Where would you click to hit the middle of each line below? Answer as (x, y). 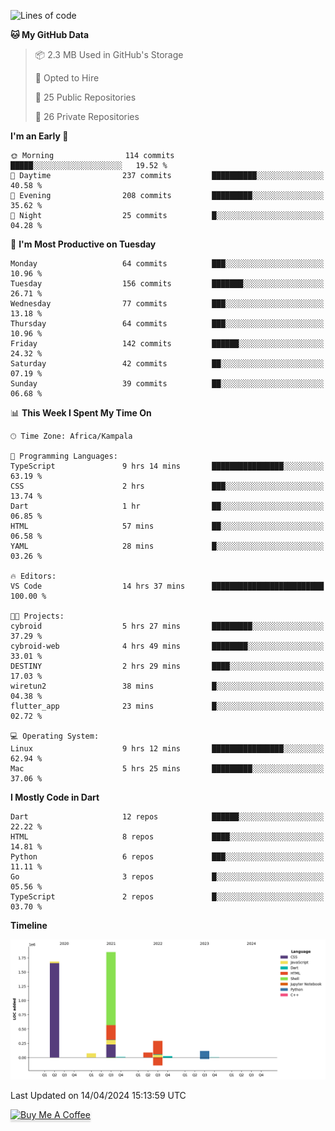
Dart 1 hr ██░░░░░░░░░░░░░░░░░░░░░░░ (167, 506)
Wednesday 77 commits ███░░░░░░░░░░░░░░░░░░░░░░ (167, 304)
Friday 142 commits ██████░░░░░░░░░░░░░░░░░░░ (167, 344)
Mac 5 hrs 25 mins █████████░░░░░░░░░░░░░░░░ (167, 769)
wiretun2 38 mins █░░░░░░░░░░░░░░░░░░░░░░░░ (167, 686)
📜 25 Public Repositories (85, 97)
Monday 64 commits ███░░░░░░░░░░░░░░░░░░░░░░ (167, 264)
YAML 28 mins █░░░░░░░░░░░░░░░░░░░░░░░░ (167, 546)
